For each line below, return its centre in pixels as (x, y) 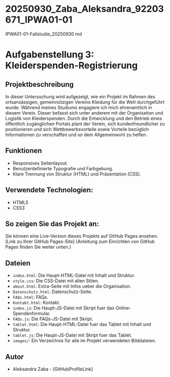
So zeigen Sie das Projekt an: (52, 224)
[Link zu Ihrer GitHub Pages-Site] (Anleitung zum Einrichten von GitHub (80, 241)
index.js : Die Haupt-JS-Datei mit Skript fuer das (63, 308)
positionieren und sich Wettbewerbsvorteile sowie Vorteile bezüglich (77, 129)
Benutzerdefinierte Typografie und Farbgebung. (63, 168)
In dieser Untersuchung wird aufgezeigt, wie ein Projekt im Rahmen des (80, 96)
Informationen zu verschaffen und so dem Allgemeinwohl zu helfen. (76, 135)
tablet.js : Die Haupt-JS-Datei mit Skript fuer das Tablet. (72, 335)
